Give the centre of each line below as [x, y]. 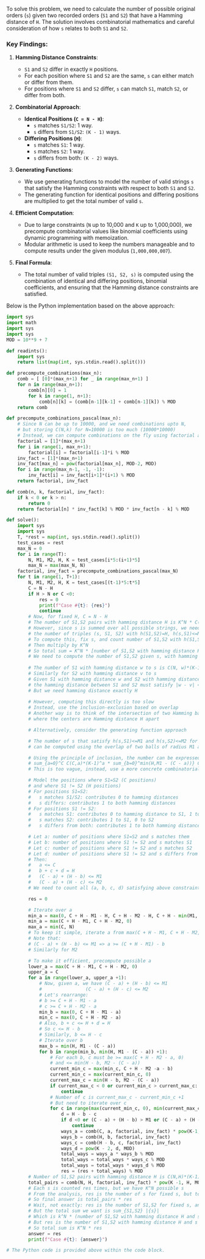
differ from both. [45, 95]
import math [21, 323]
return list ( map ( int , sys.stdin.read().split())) [82, 362]
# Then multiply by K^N [58, 645]
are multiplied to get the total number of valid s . [84, 201]
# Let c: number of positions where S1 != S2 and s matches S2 [110, 848]
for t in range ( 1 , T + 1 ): [49, 577]
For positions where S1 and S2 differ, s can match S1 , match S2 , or [106, 89]
